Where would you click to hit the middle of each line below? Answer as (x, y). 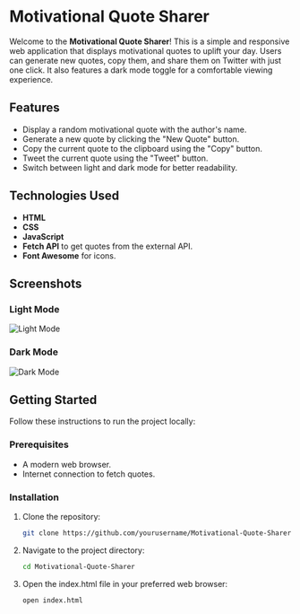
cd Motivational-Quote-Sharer (79, 566)
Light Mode (34, 309)
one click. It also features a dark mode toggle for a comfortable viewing (141, 70)
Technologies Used (64, 196)
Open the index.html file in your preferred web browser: (125, 583)
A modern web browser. (67, 464)
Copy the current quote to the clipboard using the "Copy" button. (142, 148)
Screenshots (46, 283)
